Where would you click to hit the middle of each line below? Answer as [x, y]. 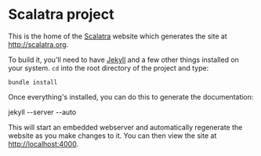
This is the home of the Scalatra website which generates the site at [118, 36]
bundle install [33, 82]
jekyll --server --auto [42, 112]
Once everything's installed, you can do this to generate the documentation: [131, 96]
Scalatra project [61, 15]
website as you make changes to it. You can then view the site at [112, 136]
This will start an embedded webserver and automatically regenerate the [125, 127]
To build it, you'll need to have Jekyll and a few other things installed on [123, 60]
